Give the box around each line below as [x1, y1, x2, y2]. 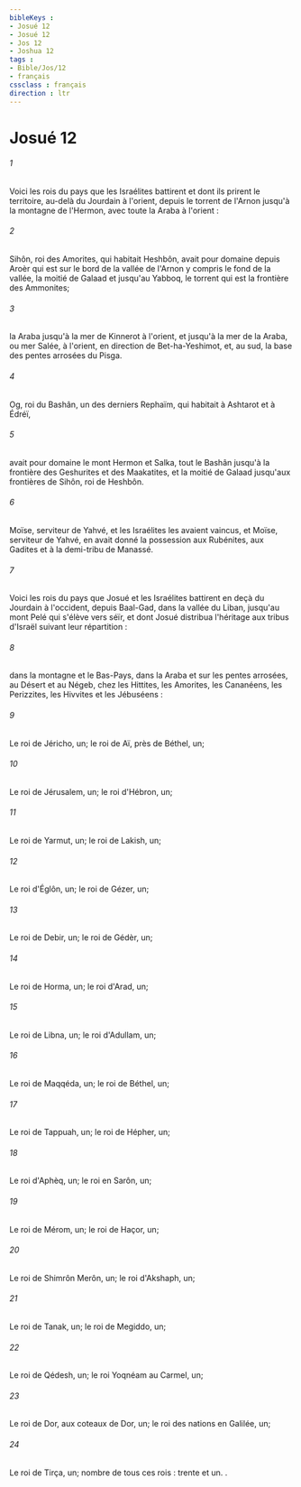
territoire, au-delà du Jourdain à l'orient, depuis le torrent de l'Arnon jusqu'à [9, 195, 290, 206]
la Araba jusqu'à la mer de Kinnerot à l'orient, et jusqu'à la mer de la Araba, [9, 331, 288, 342]
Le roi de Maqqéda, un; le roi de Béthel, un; [9, 1077, 169, 1088]
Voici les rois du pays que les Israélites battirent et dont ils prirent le [9, 186, 260, 197]
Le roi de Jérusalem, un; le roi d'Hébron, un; [9, 786, 173, 797]
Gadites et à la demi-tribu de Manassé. [9, 543, 154, 555]
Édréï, [9, 408, 32, 420]
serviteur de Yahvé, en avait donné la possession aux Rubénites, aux [9, 534, 264, 545]
